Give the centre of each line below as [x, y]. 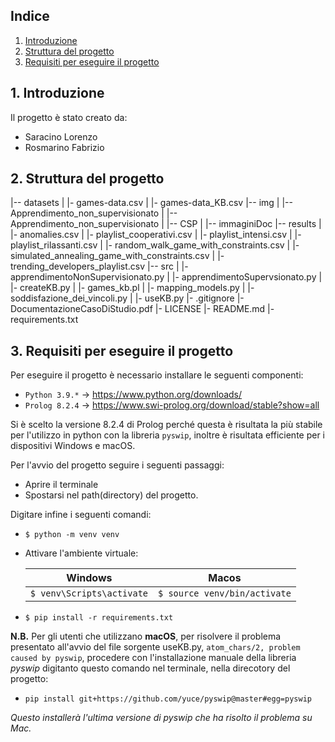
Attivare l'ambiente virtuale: [81, 553]
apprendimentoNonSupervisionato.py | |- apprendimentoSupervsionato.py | [166, 277]
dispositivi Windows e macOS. [73, 446]
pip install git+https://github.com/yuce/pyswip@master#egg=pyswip [168, 699]
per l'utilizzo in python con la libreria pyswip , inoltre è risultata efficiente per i [168, 435]
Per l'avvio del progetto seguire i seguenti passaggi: [117, 465]
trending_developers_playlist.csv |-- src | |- [99, 266]
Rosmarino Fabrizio [64, 147]
